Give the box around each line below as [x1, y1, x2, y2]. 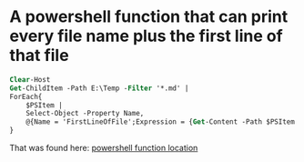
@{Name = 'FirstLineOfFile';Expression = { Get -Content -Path [25, 117, 262, 127]
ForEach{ [9, 92, 43, 101]
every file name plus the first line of [9, 25, 284, 46]
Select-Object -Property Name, [25, 109, 145, 118]
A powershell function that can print [9, 6, 289, 27]
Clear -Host [9, 75, 51, 84]
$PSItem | [25, 100, 64, 110]
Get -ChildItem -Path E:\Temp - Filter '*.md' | [9, 84, 189, 93]
